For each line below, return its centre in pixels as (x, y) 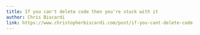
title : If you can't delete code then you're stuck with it (82, 12)
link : (13, 23)
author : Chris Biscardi (36, 17)
